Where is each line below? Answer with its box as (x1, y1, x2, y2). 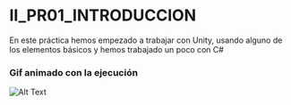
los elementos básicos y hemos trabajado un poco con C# (9, 44, 224, 54)
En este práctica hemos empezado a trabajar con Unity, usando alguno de (9, 35, 283, 45)
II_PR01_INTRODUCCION (9, 5, 197, 26)
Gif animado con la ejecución (9, 66, 139, 78)
